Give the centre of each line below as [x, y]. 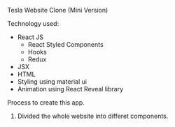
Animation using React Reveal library [70, 89]
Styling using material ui [52, 82]
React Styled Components [65, 44]
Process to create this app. [46, 103]
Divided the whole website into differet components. [93, 116]
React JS [30, 37]
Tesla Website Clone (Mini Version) [58, 10]
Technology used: [33, 23]
